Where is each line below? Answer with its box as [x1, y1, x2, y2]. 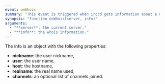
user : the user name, [12, 58, 55, 63]
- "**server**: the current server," [9, 25, 87, 30]
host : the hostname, [12, 63, 54, 69]
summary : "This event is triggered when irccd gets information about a [5, 12, 157, 17]
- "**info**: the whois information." [9, 30, 89, 35]
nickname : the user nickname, [12, 53, 75, 59]
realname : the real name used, [12, 68, 75, 74]
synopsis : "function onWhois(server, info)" [5, 16, 98, 21]
